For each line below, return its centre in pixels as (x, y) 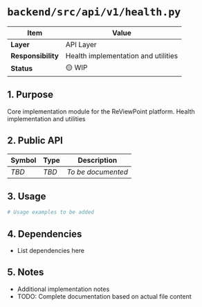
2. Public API (35, 141)
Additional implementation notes (63, 289)
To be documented (98, 172)
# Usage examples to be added (51, 212)
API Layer (81, 44)
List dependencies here (51, 251)
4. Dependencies (45, 234)
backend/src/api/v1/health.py (94, 12)
